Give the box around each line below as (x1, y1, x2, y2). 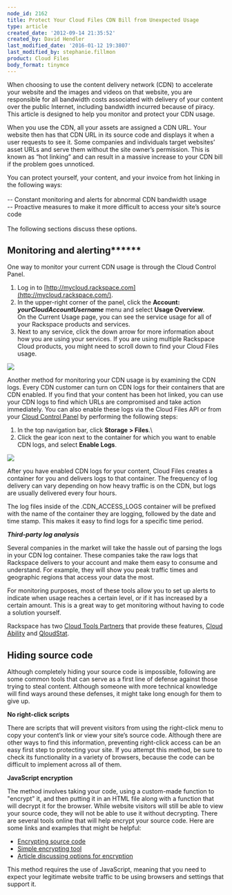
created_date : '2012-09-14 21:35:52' (7, 29, 116, 37)
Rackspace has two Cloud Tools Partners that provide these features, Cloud (7, 622, 223, 631)
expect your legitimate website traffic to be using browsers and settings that (7, 873, 224, 881)
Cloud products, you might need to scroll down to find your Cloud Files (17, 343, 219, 351)
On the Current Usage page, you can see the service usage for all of (17, 313, 212, 321)
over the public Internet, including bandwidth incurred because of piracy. (7, 102, 215, 110)
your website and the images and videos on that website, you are (7, 88, 193, 96)
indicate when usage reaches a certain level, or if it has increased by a (7, 594, 208, 602)
